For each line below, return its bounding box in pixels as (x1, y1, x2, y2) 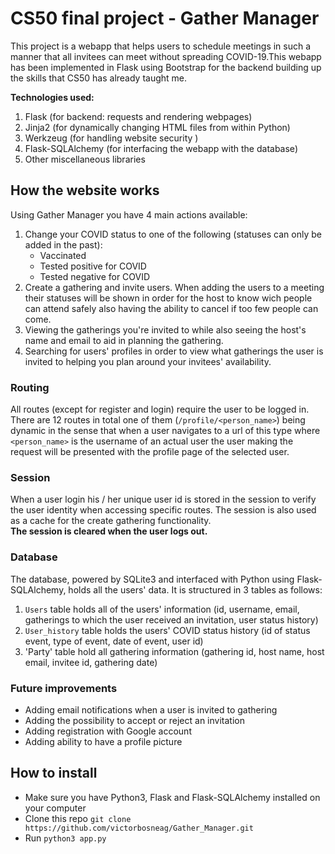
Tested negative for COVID (39, 270, 151, 282)
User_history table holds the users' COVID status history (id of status (24, 624, 311, 636)
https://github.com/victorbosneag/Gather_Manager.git (24, 823, 254, 833)
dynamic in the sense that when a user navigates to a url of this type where (10, 425, 321, 437)
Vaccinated (39, 249, 87, 261)
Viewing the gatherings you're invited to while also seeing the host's (24, 323, 307, 336)
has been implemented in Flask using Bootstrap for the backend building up (10, 61, 322, 73)
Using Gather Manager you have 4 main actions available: (10, 208, 248, 221)
